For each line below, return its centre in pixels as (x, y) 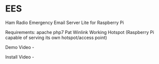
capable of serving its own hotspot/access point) (56, 37)
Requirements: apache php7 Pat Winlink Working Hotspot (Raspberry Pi (80, 32)
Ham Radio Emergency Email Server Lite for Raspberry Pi (65, 22)
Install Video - (20, 57)
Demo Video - (20, 47)
